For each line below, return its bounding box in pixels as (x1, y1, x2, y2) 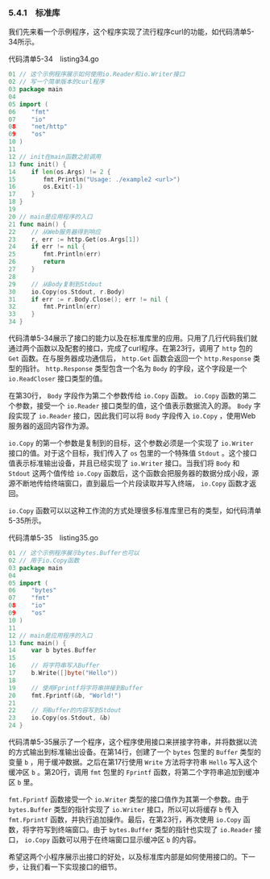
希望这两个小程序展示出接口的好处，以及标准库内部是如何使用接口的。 (8, 852, 242, 862)
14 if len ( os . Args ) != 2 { (8, 168, 111, 176)
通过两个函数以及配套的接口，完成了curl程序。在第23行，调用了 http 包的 (8, 344, 253, 353)
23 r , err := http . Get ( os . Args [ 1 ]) (8, 235, 140, 244)
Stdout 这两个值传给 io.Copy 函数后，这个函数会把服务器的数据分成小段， (8, 469, 252, 478)
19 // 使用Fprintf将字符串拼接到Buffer (8, 684, 143, 692)
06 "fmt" (8, 107, 50, 116)
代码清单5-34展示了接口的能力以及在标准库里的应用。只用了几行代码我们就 (8, 333, 258, 344)
